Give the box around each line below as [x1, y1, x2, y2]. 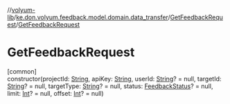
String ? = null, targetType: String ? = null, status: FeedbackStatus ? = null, [7, 82, 213, 90]
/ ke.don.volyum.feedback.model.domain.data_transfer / [13, 13, 171, 21]
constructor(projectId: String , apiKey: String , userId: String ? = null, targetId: [7, 74, 222, 83]
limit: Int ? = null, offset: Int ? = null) [7, 89, 104, 97]
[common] [7, 67, 37, 75]
